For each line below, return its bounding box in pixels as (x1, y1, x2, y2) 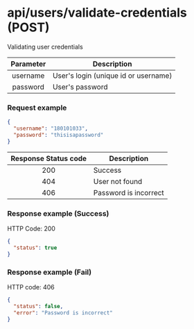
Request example (7, 103, 67, 112)
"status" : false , (13, 303, 64, 310)
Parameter (10, 59, 46, 69)
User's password (52, 82, 108, 92)
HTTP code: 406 (7, 282, 55, 291)
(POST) (7, 19, 50, 35)
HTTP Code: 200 (7, 224, 55, 233)
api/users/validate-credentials (7, 5, 187, 21)
